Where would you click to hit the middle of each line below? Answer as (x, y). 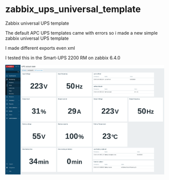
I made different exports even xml (40, 48)
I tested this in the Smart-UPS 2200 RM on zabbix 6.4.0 (63, 58)
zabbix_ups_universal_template (73, 9)
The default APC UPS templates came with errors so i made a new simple (81, 33)
